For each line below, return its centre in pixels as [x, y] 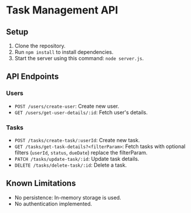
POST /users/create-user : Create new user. [67, 106]
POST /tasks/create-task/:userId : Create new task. [77, 140]
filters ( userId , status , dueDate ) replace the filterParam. [81, 152]
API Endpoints [33, 77]
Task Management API [62, 10]
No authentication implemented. [53, 204]
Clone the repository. [40, 46]
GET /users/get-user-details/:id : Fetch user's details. [81, 112]
